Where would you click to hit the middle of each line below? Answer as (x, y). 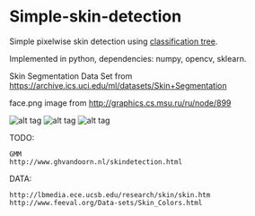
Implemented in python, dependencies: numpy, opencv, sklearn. (128, 58)
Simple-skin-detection (96, 17)
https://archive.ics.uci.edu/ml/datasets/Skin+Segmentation (118, 85)
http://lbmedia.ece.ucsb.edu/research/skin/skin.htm (110, 194)
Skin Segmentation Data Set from (71, 76)
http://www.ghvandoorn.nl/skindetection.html (96, 162)
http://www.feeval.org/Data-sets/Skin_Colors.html (106, 203)
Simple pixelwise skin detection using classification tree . (114, 41)
